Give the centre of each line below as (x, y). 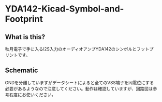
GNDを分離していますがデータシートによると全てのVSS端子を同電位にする (80, 82)
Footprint (24, 19)
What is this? (25, 37)
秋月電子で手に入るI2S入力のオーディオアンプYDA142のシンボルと (71, 49)
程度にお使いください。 (32, 94)
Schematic (22, 70)
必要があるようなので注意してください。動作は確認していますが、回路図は (79, 89)
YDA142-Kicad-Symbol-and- (65, 9)
